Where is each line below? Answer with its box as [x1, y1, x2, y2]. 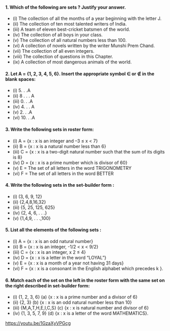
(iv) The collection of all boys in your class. [12, 32, 103, 38]
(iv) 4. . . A [12, 104, 35, 110]
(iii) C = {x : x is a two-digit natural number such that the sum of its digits [12, 148, 165, 155]
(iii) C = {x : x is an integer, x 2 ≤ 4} [12, 249, 87, 255]
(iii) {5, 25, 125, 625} [12, 204, 55, 210]
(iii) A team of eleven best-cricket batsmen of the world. [12, 26, 130, 33]
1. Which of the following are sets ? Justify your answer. [5, 4, 126, 10]
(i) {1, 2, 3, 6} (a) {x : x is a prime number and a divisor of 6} [12, 294, 138, 300]
